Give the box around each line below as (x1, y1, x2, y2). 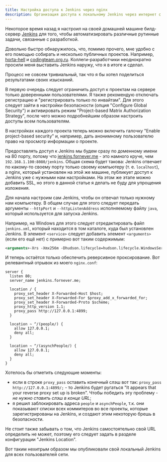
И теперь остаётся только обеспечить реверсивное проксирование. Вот (5, 254, 160, 260)
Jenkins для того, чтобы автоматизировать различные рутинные (21, 31, 159, 37)
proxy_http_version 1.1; (14, 304, 66, 309)
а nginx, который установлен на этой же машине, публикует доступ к (5, 169, 153, 175)
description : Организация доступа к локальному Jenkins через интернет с (5, 12, 162, 17)
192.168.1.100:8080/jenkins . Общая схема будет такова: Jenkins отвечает (5, 158, 162, 164)
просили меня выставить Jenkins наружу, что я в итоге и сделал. (5, 62, 144, 68)
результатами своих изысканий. (5, 77, 74, 83)
